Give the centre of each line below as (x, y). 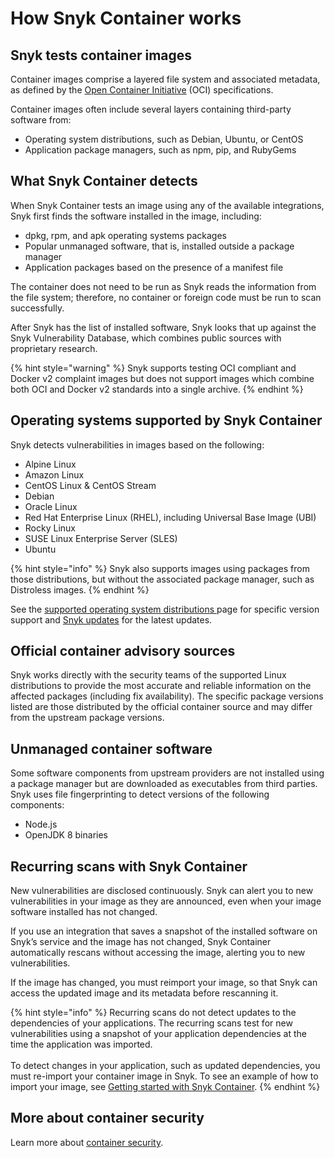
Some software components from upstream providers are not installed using (167, 773)
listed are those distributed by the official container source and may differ (161, 707)
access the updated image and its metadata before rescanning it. (144, 993)
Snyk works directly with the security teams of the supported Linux (148, 675)
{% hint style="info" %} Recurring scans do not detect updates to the (153, 1013)
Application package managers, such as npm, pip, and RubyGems (160, 150)
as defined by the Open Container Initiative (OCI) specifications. (142, 90)
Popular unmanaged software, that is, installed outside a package (159, 246)
